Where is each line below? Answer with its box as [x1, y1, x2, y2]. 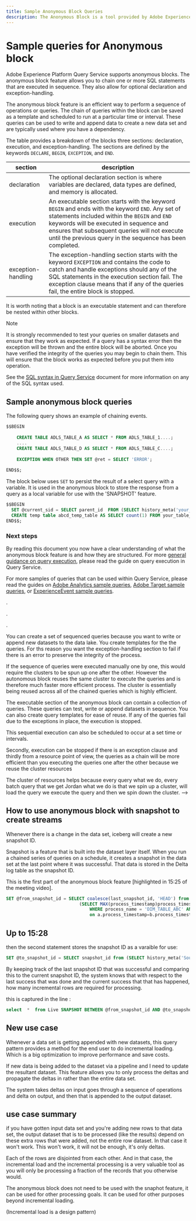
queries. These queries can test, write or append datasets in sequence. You [6, 705, 188, 712]
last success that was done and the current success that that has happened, [6, 978, 190, 985]
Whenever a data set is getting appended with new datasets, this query [6, 1038, 178, 1045]
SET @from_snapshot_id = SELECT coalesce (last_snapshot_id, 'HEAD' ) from [6, 896, 190, 902]
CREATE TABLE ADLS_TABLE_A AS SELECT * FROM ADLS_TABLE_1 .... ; [16, 435, 174, 441]
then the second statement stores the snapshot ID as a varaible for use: [6, 944, 178, 951]
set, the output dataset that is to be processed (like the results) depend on [6, 1131, 185, 1138]
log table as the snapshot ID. [6, 866, 75, 873]
